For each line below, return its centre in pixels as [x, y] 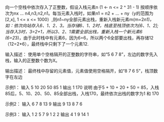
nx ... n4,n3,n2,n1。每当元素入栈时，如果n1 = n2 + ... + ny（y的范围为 [83, 13]
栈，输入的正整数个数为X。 [33, 61]
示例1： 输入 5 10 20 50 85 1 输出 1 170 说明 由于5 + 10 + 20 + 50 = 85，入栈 [82, 87]
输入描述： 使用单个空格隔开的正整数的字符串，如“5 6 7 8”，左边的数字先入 [82, 54]
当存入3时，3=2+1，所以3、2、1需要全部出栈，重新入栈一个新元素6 [74, 32]
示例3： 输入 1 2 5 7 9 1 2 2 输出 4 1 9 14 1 [47, 114]
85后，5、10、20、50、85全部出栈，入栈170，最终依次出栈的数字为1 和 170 [82, 94]
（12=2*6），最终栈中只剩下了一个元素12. [47, 44]
